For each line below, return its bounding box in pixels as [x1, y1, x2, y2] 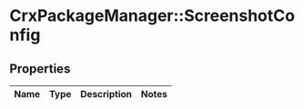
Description [80, 88, 132, 100]
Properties [9, 61, 71, 76]
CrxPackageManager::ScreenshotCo [9, 5, 296, 26]
